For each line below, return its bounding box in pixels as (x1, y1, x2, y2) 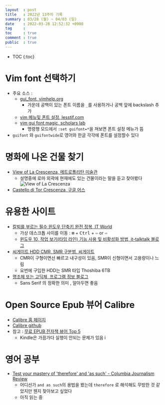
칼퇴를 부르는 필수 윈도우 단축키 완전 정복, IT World (12, 223, 112, 229)
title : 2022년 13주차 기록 (5, 12, 63, 17)
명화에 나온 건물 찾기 (5, 151, 84, 162)
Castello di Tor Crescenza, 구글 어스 (12, 186, 86, 192)
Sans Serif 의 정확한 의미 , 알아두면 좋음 (19, 279, 98, 285)
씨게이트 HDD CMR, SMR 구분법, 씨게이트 (12, 248, 95, 254)
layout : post (5, 7, 37, 12)
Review (12, 376, 28, 382)
